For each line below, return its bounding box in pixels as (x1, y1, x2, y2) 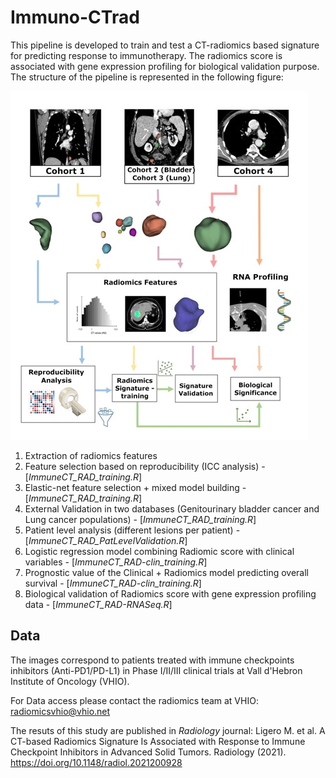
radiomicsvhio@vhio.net (10, 705, 111, 717)
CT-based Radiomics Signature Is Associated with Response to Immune (10, 735, 306, 747)
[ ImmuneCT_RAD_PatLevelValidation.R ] (24, 534, 188, 546)
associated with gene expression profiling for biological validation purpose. (10, 60, 320, 72)
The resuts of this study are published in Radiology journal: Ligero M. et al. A (10, 724, 326, 736)
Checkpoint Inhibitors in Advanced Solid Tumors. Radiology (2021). (10, 746, 287, 758)
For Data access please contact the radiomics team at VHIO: (10, 694, 259, 706)
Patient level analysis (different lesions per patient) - (24, 524, 241, 536)
